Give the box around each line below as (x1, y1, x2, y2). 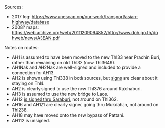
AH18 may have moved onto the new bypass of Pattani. (11, 112, 124, 118)
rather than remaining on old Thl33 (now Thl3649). (11, 60, 116, 65)
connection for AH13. (11, 70, 55, 76)
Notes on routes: (4, 45, 39, 50)
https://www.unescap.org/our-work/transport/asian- (31, 14, 139, 19)
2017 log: (11, 14, 31, 19)
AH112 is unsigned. (11, 118, 50, 123)
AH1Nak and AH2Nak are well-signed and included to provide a (11, 64, 141, 70)
